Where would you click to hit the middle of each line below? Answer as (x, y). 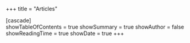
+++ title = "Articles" (31, 9)
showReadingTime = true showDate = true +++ (65, 33)
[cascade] (19, 20)
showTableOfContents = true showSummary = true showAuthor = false (95, 27)
